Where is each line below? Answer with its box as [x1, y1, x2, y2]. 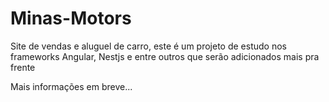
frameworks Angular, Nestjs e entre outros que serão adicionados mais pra [10, 50, 320, 62]
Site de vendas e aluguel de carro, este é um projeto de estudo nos [10, 40, 287, 52]
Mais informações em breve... [10, 80, 133, 92]
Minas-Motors [10, 7, 132, 30]
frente [10, 61, 36, 73]
